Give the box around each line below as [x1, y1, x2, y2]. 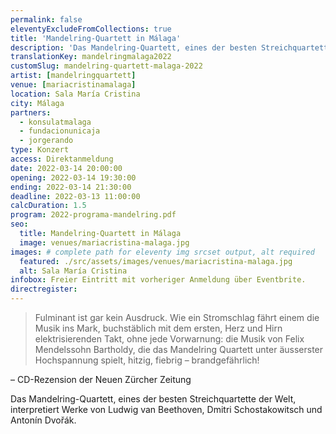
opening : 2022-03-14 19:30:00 [10, 172, 137, 183]
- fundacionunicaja [19, 126, 101, 136]
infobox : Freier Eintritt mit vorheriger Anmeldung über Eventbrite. [10, 275, 307, 285]
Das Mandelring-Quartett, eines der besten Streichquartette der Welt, [10, 393, 297, 405]
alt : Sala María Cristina [19, 266, 128, 276]
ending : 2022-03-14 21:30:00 [10, 182, 132, 192]
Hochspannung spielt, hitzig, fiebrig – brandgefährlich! [34, 354, 260, 366]
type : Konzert [10, 145, 70, 155]
